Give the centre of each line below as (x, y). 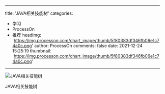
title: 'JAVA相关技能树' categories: (39, 13)
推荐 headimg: (27, 35)
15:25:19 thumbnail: (32, 51)
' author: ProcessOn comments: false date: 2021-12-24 (87, 46)
